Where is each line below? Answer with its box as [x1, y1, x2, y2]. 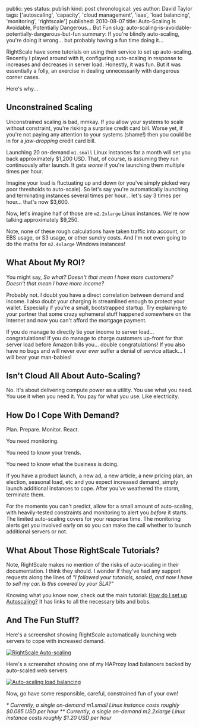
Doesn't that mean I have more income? [6, 279, 105, 287]
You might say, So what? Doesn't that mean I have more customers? [6, 274, 174, 281]
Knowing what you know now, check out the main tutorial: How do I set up [6, 592, 188, 599]
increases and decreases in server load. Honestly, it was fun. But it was [6, 61, 181, 68]
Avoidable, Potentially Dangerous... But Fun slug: [6, 24, 125, 31]
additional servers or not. [6, 528, 68, 535]
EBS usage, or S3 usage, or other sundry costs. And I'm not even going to [6, 234, 187, 241]
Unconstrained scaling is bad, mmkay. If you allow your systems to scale [6, 118, 184, 125]
